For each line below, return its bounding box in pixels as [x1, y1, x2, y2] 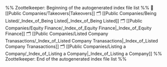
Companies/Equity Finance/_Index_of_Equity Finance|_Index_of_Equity [5, 25, 152, 31]
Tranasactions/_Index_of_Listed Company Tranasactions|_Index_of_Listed [5, 38, 158, 43]
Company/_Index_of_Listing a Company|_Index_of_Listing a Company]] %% [5, 50, 162, 56]
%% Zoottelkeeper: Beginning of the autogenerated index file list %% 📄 [5, 5, 154, 10]
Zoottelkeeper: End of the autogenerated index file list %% [5, 56, 127, 62]
